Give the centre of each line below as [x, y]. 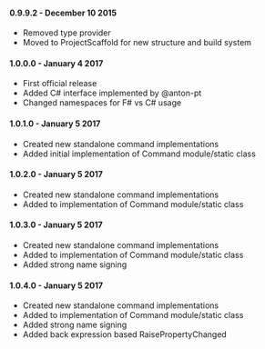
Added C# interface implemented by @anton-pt [112, 93]
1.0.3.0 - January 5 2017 [56, 225]
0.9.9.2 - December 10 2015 [63, 13]
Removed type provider [66, 33]
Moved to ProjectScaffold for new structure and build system [137, 43]
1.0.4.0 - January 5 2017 [56, 285]
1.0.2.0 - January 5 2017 [56, 174]
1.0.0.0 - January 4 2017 [56, 63]
